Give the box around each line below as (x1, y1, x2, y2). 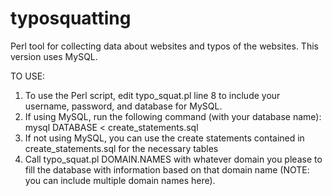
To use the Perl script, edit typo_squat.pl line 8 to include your (24, 89, 281, 101)
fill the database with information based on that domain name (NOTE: (24, 163, 310, 176)
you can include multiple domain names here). (24, 174, 216, 186)
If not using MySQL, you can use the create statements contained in (24, 132, 305, 144)
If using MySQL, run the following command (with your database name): (24, 110, 322, 122)
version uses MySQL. (10, 50, 98, 62)
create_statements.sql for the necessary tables (24, 142, 219, 154)
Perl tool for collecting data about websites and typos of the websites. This (10, 40, 319, 52)
